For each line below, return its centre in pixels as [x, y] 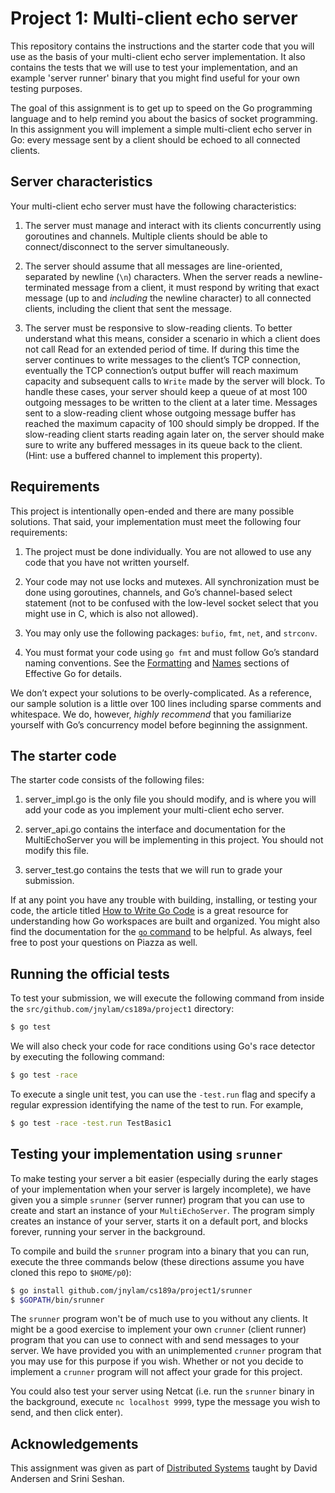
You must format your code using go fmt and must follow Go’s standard [172, 652]
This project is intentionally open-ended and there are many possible [152, 511]
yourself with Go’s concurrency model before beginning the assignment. [159, 724]
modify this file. [57, 851]
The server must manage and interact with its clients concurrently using [173, 225]
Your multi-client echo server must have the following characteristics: [153, 206]
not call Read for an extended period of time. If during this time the [162, 349]
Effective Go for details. [73, 673]
